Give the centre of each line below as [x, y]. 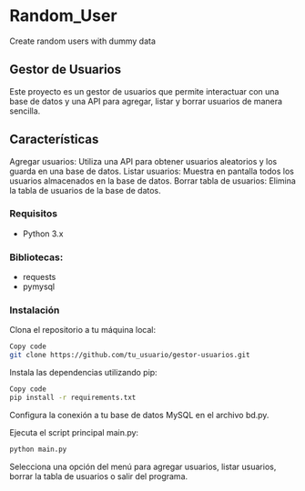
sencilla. [25, 111]
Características [54, 140]
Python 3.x [43, 234]
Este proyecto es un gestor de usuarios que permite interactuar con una [144, 91]
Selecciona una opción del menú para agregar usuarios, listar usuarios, [143, 466]
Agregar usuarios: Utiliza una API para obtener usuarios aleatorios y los [143, 161]
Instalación [35, 310]
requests [39, 277]
